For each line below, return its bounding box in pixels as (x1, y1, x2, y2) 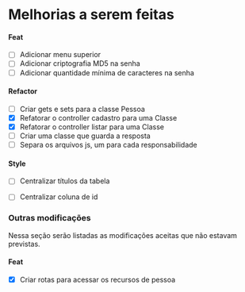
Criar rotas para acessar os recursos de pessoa (19, 275, 176, 284)
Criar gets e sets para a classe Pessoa (19, 104, 145, 113)
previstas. (8, 239, 41, 248)
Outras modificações (8, 213, 91, 224)
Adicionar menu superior (19, 50, 101, 60)
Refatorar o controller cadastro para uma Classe (19, 113, 178, 122)
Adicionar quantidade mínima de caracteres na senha (19, 67, 194, 77)
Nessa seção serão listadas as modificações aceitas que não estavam (8, 230, 238, 240)
